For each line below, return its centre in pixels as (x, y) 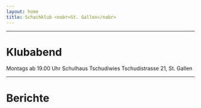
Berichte (28, 98)
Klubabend (34, 52)
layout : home (22, 12)
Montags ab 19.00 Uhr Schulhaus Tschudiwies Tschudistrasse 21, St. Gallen (99, 68)
